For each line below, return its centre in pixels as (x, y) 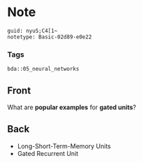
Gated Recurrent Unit (48, 153)
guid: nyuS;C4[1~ (32, 31)
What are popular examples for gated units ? (72, 107)
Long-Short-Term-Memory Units (64, 146)
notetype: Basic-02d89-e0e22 (50, 37)
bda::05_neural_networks (43, 69)
